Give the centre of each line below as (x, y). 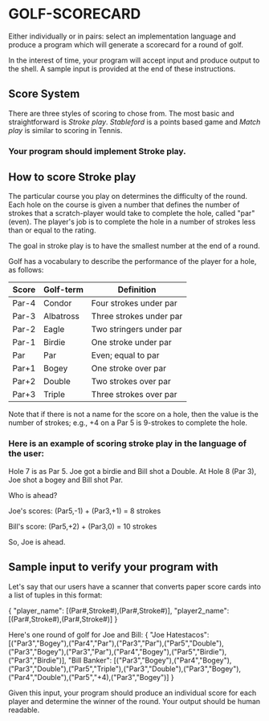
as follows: (26, 270)
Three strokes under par (137, 316)
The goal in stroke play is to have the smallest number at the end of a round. (134, 246)
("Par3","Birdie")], (37, 660)
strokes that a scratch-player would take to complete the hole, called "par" (132, 213)
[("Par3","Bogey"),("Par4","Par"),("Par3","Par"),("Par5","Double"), (116, 643)
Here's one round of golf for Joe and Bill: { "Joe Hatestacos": (109, 634)
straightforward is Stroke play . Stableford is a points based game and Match (134, 122)
